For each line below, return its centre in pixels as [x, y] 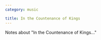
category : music [22, 10]
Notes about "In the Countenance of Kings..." [51, 32]
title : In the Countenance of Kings [43, 18]
